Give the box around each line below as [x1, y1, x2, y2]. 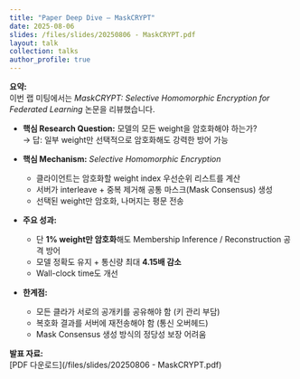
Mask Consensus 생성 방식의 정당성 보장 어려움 [35, 329, 207, 339]
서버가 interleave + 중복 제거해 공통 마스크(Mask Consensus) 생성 [35, 185, 273, 194]
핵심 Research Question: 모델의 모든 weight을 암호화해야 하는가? [22, 123, 258, 134]
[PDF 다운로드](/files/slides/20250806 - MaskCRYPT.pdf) [9, 359, 222, 370]
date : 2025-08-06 [9, 22, 75, 31]
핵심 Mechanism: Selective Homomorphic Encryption [22, 154, 221, 164]
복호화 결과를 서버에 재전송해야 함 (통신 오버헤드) [35, 317, 209, 328]
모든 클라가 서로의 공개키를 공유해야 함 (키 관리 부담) [35, 307, 220, 317]
